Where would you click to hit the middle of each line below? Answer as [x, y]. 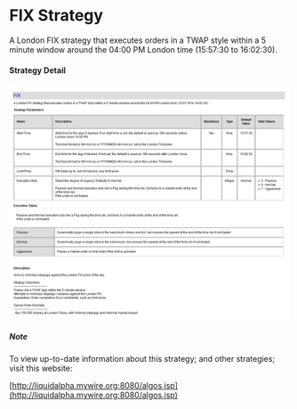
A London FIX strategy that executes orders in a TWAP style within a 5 [138, 40]
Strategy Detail [38, 70]
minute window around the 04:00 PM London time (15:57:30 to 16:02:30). [143, 49]
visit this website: [41, 368]
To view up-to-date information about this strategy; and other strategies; [142, 359]
